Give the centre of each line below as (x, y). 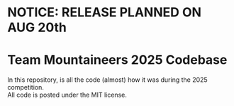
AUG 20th (37, 27)
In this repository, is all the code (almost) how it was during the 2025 (107, 80)
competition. (26, 88)
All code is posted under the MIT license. (67, 95)
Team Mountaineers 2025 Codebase (117, 60)
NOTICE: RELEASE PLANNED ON (105, 12)
